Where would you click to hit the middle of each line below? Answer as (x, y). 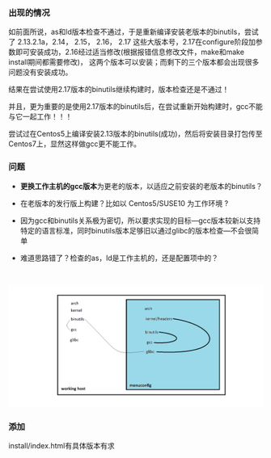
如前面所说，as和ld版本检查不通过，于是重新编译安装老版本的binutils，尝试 (133, 32)
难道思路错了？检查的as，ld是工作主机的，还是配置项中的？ (119, 258)
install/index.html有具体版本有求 (61, 446)
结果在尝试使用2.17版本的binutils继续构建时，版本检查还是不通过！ (119, 90)
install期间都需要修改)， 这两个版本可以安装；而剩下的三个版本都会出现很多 (134, 62)
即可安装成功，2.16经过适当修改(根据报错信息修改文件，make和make (130, 52)
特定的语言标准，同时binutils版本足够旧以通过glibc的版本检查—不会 (132, 230)
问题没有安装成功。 (40, 72)
